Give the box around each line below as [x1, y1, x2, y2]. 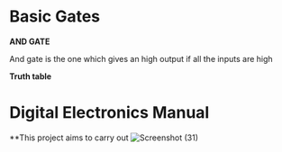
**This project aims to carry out [9, 132, 129, 143]
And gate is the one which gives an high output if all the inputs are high [9, 53, 273, 64]
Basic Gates [9, 6, 101, 27]
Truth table [9, 70, 52, 82]
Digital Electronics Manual [9, 103, 210, 123]
